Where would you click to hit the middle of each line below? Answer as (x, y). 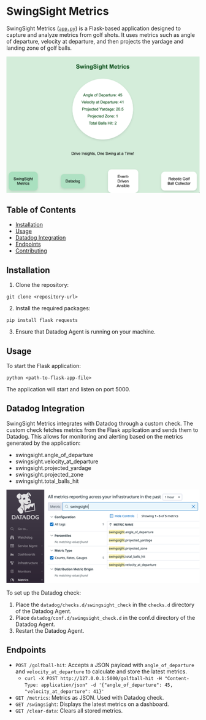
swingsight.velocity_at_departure (57, 461)
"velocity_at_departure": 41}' (64, 691)
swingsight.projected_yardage (53, 468)
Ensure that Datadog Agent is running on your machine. (86, 332)
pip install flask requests (42, 321)
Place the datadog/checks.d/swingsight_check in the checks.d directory (105, 605)
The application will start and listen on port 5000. (68, 389)
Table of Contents (41, 210)
